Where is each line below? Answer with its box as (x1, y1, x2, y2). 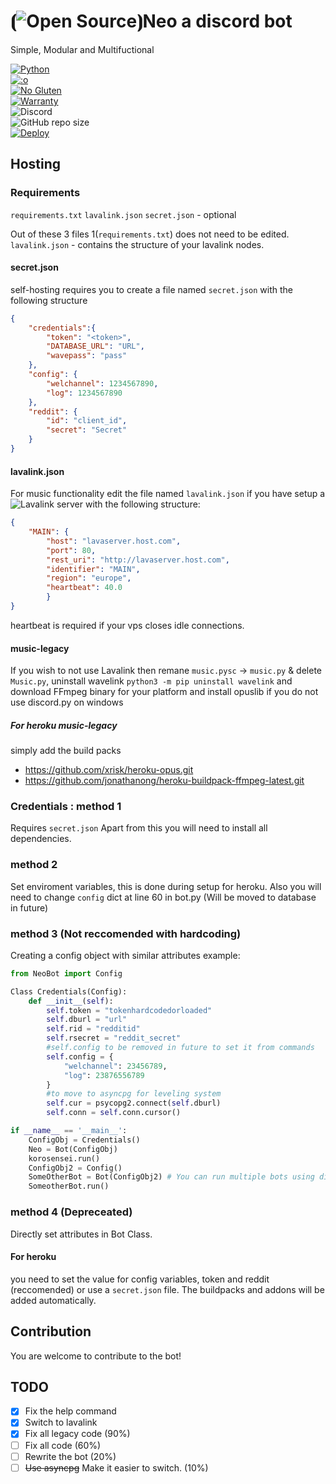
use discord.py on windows (10, 696, 124, 709)
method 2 (10, 858, 58, 872)
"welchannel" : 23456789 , (63, 1061, 168, 1071)
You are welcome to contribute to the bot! (10, 1350, 182, 1362)
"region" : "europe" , (46, 573, 132, 584)
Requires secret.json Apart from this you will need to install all (10, 822, 268, 834)
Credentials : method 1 (10, 800, 122, 813)
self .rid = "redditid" (46, 1024, 141, 1034)
